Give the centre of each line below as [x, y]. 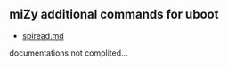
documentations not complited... [69, 53]
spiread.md [43, 35]
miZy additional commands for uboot [114, 15]
